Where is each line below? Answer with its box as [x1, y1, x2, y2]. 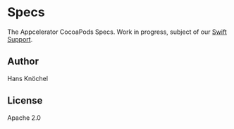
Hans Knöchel [7, 74, 48, 82]
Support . [7, 35, 33, 43]
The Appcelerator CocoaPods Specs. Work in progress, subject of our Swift [7, 27, 227, 36]
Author [7, 56, 39, 68]
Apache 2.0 [7, 113, 41, 122]
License [7, 94, 43, 106]
